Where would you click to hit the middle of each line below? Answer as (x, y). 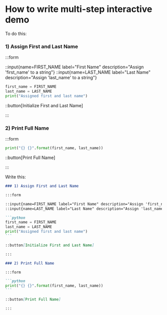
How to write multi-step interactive (79, 9)
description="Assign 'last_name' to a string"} (51, 78)
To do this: (16, 33)
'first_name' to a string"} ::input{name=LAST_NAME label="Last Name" (78, 72)
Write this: (16, 177)
